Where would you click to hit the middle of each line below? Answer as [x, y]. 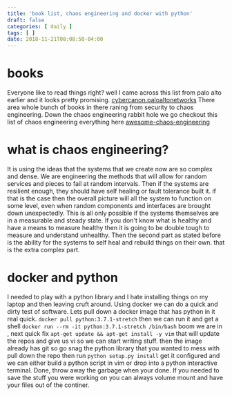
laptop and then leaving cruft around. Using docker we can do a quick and [113, 304]
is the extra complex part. [43, 250]
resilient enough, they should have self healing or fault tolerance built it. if [112, 191]
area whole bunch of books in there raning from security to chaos [100, 107]
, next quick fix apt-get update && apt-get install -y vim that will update [113, 333]
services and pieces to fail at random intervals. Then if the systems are [108, 183]
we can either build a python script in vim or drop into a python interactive [112, 363]
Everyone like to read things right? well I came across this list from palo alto [115, 93]
